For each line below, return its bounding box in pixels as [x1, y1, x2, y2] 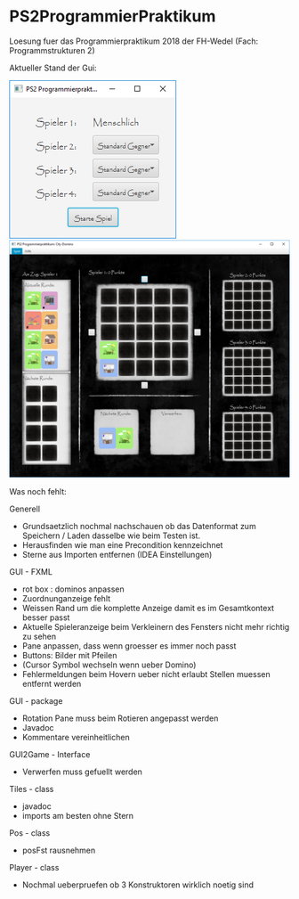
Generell [9, 503, 41, 514]
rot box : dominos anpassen [21, 584, 125, 594]
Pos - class [9, 828, 51, 838]
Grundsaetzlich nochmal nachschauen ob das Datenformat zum [21, 521, 256, 532]
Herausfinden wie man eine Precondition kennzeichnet [21, 540, 223, 551]
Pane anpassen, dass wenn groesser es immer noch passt [21, 641, 237, 651]
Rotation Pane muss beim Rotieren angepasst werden [21, 713, 219, 723]
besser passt [21, 612, 70, 623]
